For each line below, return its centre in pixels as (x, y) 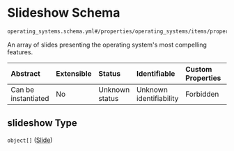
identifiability (157, 98)
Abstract (25, 73)
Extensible (73, 73)
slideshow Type (42, 123)
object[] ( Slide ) (30, 140)
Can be (23, 90)
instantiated (30, 98)
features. (20, 52)
